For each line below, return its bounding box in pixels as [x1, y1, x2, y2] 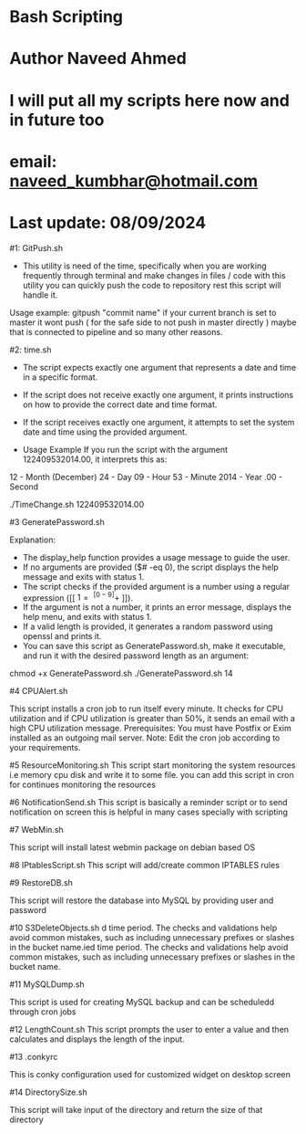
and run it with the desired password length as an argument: [22, 650, 249, 661]
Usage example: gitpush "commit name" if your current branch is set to [9, 307, 277, 318]
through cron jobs [9, 1006, 76, 1017]
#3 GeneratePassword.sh [9, 516, 105, 527]
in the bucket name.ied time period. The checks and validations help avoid [9, 942, 289, 953]
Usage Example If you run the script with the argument [22, 444, 229, 455]
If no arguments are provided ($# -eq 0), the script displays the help [22, 562, 280, 572]
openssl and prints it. [22, 631, 102, 642]
